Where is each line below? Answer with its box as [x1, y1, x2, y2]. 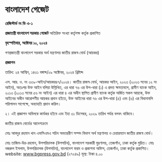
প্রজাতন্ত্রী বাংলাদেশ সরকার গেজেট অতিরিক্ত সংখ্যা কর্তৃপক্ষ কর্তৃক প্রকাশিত [5, 30, 101, 36]
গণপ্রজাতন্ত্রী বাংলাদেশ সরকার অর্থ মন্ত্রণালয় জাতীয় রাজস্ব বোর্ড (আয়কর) [5, 49, 100, 55]
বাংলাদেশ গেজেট [5, 4, 49, 15]
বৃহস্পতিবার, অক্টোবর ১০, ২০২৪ [5, 40, 48, 45]
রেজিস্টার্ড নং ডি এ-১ [5, 20, 33, 26]
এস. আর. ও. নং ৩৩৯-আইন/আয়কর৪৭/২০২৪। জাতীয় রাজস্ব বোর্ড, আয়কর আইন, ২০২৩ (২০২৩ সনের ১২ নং [5, 79, 157, 84]
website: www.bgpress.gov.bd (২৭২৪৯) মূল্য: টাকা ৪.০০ [5, 151, 103, 157]
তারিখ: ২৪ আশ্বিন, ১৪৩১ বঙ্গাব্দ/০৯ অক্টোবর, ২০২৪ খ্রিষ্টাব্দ [5, 69, 84, 75]
